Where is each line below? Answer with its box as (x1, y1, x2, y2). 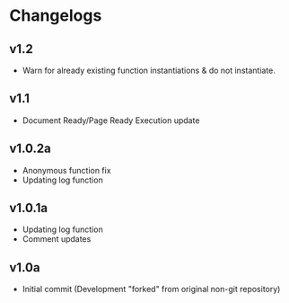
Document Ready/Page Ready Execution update (22, 114, 200, 126)
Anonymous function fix (22, 165, 111, 175)
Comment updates (22, 234, 92, 245)
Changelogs (9, 5, 102, 26)
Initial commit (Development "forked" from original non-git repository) (22, 284, 281, 295)
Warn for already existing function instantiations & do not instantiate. (22, 65, 276, 76)
